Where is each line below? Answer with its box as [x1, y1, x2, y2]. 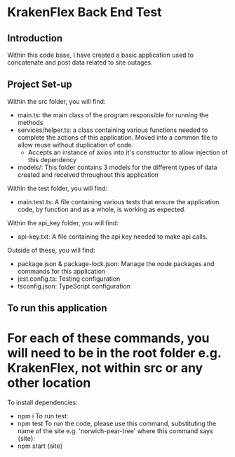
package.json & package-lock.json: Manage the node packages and [17, 259, 215, 267]
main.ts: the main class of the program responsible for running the [17, 110, 209, 119]
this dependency [27, 155, 77, 164]
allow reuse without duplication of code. [17, 140, 134, 149]
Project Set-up [7, 79, 72, 91]
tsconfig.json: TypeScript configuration [17, 282, 131, 290]
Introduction [7, 32, 63, 44]
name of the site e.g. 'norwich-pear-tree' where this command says [17, 427, 213, 435]
